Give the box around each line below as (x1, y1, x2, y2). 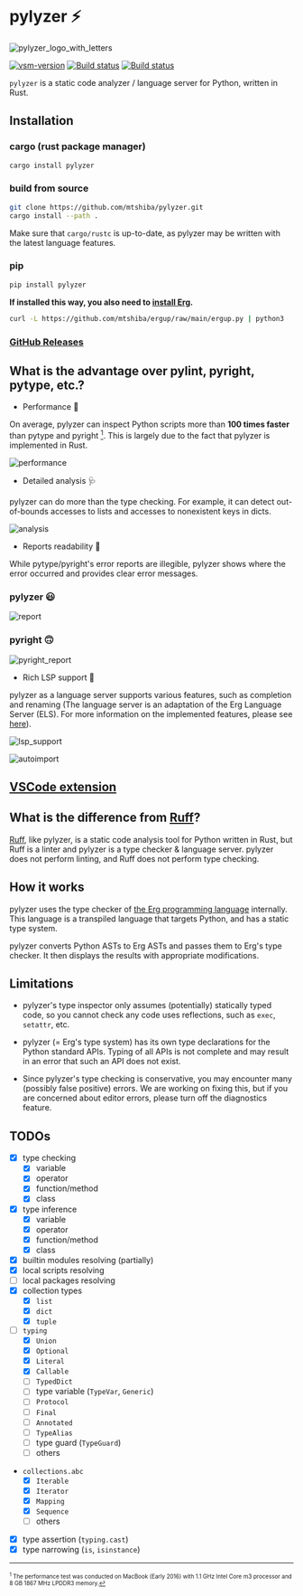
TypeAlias (35, 1429, 74, 1438)
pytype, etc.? (9, 377, 86, 392)
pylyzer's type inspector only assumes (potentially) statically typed (22, 1000, 272, 1011)
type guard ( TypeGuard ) (35, 1437, 122, 1448)
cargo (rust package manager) (9, 140, 146, 153)
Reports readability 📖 (22, 541, 101, 552)
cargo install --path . (9, 211, 99, 221)
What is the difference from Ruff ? (9, 810, 201, 826)
